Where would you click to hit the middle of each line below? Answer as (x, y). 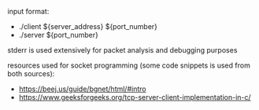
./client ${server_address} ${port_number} (88, 26)
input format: (28, 11)
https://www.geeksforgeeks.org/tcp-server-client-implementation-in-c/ (135, 97)
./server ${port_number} (59, 35)
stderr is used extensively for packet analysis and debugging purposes (122, 50)
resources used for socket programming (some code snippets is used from (129, 65)
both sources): (31, 73)
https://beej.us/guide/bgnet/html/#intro (82, 89)
